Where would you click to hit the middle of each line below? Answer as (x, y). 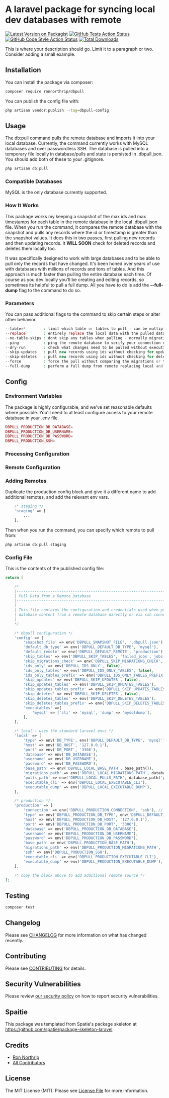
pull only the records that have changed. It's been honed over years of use (82, 263)
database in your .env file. (32, 418)
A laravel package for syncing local (80, 9)
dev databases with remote (63, 20)
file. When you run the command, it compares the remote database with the (83, 227)
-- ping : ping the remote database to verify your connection (83, 343)
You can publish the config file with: (42, 101)
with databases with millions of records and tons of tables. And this (75, 269)
